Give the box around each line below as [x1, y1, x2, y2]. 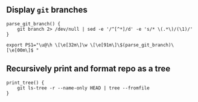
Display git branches [6, 5, 88, 15]
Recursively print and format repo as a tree [6, 63, 171, 74]
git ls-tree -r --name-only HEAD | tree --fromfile [17, 84, 150, 91]
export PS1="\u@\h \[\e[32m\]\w [6, 42, 88, 48]
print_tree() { [6, 80, 45, 86]
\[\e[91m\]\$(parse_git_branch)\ [89, 42, 174, 48]
